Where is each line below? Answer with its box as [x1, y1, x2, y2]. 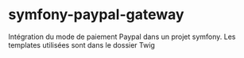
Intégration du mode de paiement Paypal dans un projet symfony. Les [8, 32, 236, 41]
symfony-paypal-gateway [8, 6, 184, 24]
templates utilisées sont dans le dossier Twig [8, 40, 155, 49]
